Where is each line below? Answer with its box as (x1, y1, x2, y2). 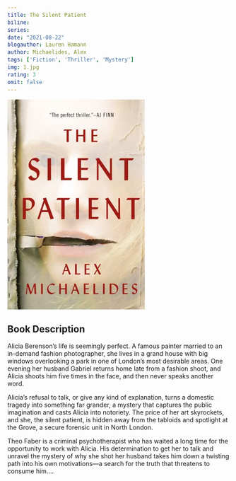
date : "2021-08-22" (7, 34, 65, 41)
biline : (7, 18, 30, 26)
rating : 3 (7, 71, 37, 78)
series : (7, 26, 30, 33)
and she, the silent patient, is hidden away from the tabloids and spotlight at (7, 416, 228, 424)
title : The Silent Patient (7, 11, 87, 18)
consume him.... (7, 467, 54, 475)
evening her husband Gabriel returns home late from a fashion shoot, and (7, 364, 221, 373)
